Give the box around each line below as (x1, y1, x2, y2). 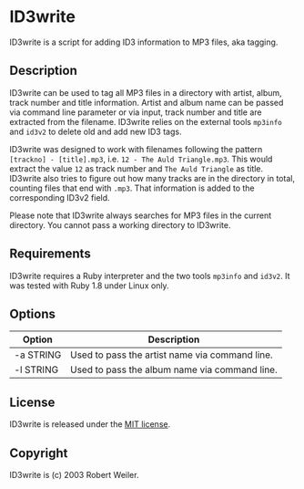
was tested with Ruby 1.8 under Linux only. (9, 280, 170, 291)
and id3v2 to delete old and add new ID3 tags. (9, 126, 182, 137)
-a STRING (14, 349, 62, 361)
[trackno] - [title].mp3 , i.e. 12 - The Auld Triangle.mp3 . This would (9, 153, 273, 164)
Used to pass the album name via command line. (69, 363, 278, 376)
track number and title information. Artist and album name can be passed (9, 97, 284, 108)
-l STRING (14, 363, 59, 376)
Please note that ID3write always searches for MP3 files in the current (9, 210, 272, 221)
